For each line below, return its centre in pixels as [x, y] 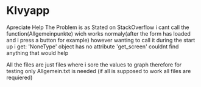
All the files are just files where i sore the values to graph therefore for [94, 65]
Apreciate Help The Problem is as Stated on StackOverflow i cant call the [98, 27]
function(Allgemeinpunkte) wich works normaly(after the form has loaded [98, 33]
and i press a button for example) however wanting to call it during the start [101, 40]
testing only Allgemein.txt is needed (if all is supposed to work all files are [99, 71]
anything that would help [37, 53]
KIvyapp [28, 11]
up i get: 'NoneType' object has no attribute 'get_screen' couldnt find [93, 47]
